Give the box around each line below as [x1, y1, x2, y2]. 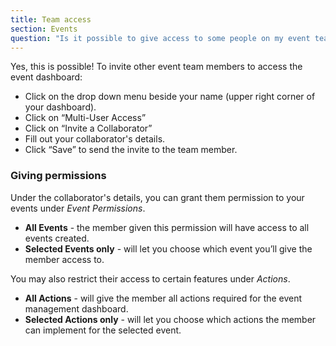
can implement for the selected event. [24, 324, 182, 336]
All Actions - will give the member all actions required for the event [24, 292, 303, 304]
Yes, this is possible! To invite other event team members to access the [10, 61, 303, 73]
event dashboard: [10, 71, 83, 83]
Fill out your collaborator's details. [24, 133, 166, 145]
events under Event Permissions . [10, 202, 146, 214]
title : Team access [10, 14, 92, 25]
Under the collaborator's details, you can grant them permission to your [10, 191, 305, 203]
